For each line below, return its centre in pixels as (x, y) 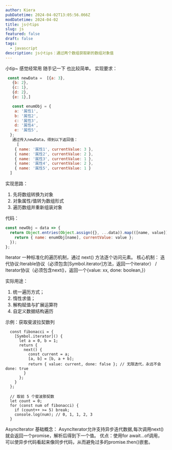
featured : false (23, 34)
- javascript (24, 48)
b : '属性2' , (26, 116)
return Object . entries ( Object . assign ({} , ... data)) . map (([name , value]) (89, 232)
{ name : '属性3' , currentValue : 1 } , (54, 159)
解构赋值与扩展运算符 (35, 305)
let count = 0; (26, 401)
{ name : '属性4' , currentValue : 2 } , (54, 164)
